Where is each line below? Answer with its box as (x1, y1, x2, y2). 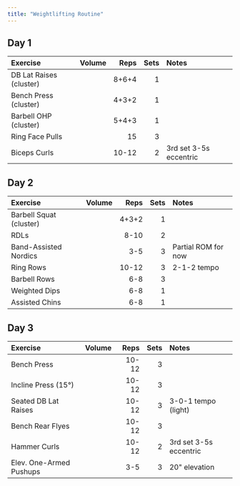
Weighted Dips (11, 286, 61, 296)
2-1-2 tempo (172, 262, 219, 272)
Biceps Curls (11, 148, 54, 158)
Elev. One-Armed (11, 458, 70, 468)
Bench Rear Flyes (11, 421, 70, 431)
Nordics (11, 251, 38, 261)
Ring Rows (11, 262, 46, 272)
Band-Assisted (11, 242, 62, 252)
